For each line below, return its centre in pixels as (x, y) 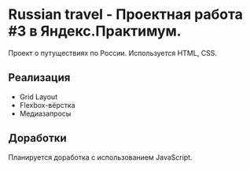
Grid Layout (38, 97)
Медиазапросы (45, 113)
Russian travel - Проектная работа (126, 15)
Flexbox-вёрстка (48, 105)
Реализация (39, 78)
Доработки (37, 138)
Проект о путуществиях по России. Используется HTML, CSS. (113, 53)
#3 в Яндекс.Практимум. (95, 31)
